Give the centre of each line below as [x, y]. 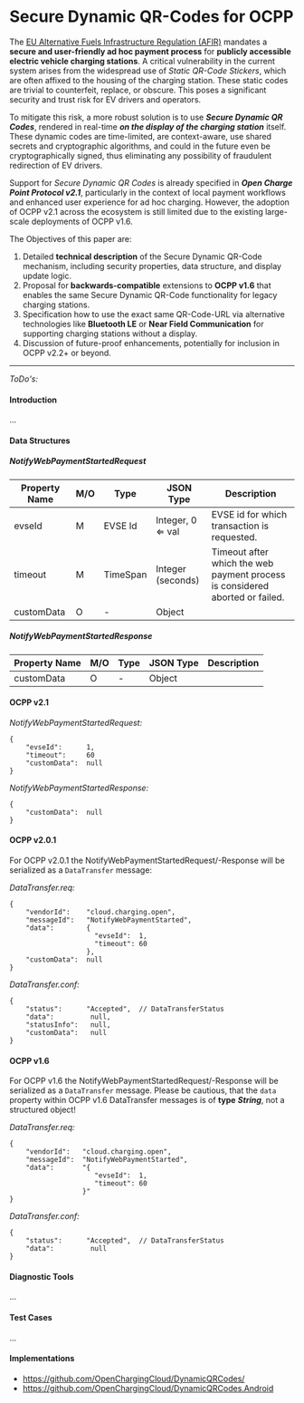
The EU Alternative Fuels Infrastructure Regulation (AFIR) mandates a [138, 42]
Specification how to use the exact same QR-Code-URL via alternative [153, 314]
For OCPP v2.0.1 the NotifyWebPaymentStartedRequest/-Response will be [147, 861]
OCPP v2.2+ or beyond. [66, 353]
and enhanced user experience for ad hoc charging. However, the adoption [149, 202]
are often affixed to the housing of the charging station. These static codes [149, 80]
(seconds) [177, 580]
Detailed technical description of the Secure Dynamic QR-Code [142, 256]
